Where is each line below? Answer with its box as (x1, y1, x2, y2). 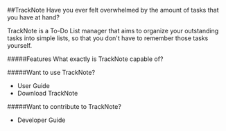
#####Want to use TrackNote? (7, 69, 96, 76)
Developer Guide (17, 116, 66, 124)
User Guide (17, 82, 50, 89)
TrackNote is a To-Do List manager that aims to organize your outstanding (7, 27, 219, 35)
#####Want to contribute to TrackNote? (7, 103, 121, 110)
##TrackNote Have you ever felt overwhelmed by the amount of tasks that (7, 6, 219, 14)
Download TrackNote (17, 89, 78, 97)
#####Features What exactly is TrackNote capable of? (7, 55, 164, 63)
